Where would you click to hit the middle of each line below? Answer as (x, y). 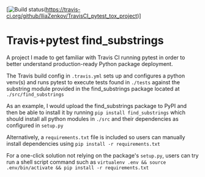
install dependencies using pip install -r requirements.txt (83, 143)
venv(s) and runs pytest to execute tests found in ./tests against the (93, 82)
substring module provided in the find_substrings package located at (93, 88)
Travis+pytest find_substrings (85, 41)
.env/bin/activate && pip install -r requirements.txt (78, 168)
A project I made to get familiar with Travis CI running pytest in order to (96, 57)
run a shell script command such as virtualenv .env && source (86, 162)
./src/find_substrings (35, 95)
